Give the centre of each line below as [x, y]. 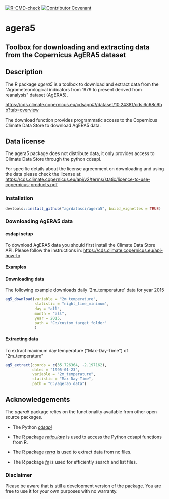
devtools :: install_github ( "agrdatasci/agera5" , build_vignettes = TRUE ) [83, 208]
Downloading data [25, 279]
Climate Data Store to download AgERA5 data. [53, 125]
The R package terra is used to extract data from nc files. [72, 452]
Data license [25, 141]
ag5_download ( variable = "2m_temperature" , [52, 299]
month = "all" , [50, 313]
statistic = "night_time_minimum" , [72, 304]
